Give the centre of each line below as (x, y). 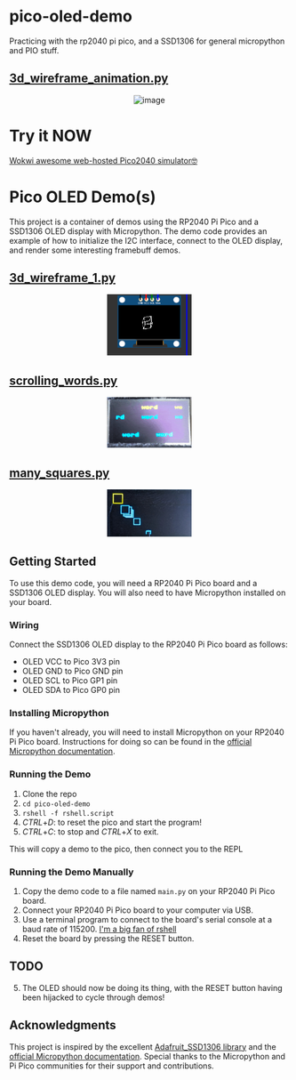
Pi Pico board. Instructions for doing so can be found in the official (131, 742)
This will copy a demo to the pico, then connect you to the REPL (126, 849)
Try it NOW (51, 136)
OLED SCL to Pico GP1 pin (70, 681)
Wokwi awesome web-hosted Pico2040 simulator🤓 (104, 160)
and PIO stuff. (34, 50)
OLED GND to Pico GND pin (72, 671)
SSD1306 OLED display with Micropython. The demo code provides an (138, 231)
